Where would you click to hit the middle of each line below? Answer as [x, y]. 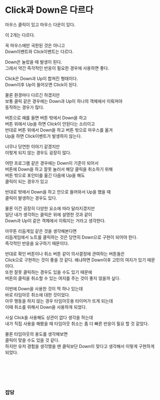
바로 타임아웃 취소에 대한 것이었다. [38, 295]
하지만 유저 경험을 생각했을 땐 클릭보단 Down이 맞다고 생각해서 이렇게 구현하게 [80, 346]
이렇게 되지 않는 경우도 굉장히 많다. [38, 152]
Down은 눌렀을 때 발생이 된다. [34, 62]
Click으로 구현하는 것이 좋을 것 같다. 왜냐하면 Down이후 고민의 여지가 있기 [76, 260]
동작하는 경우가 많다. [25, 107]
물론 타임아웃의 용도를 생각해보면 [37, 334]
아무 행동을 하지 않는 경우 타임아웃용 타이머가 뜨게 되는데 [59, 301]
